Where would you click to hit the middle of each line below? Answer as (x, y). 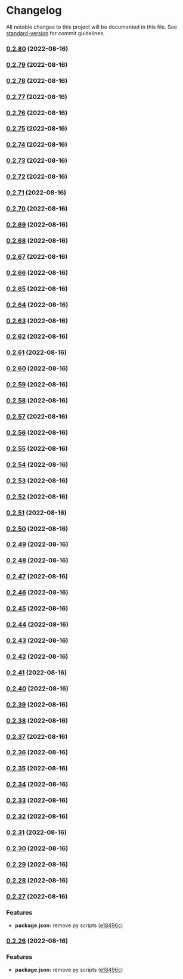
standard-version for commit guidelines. (55, 33)
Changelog (34, 10)
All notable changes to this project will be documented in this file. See (92, 27)
